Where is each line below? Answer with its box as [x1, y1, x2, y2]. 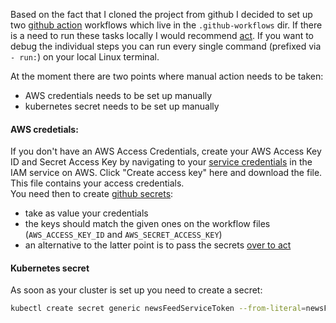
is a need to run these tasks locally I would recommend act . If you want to [10, 30, 315, 41]
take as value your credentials [24, 207, 149, 219]
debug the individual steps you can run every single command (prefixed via [10, 40, 322, 52]
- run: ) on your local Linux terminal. [10, 51, 160, 63]
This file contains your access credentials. [10, 177, 185, 189]
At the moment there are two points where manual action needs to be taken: [10, 70, 324, 82]
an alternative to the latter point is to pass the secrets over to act [24, 239, 292, 251]
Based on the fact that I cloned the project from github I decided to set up [10, 9, 313, 20]
